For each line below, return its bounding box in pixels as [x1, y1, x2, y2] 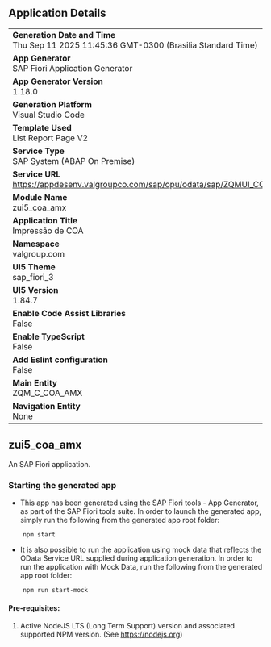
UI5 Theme [12, 261, 56, 273]
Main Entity [12, 377, 58, 388]
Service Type [12, 145, 65, 157]
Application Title [12, 215, 78, 226]
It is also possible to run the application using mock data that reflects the [19, 545, 262, 554]
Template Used [12, 122, 73, 133]
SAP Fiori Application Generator [12, 62, 133, 73]
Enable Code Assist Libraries [12, 307, 127, 319]
